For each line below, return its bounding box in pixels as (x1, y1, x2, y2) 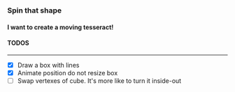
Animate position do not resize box (17, 68, 118, 77)
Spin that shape (7, 6, 62, 15)
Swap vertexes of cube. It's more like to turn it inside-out (17, 76, 182, 85)
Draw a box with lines (17, 61, 80, 69)
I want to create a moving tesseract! (7, 23, 114, 31)
